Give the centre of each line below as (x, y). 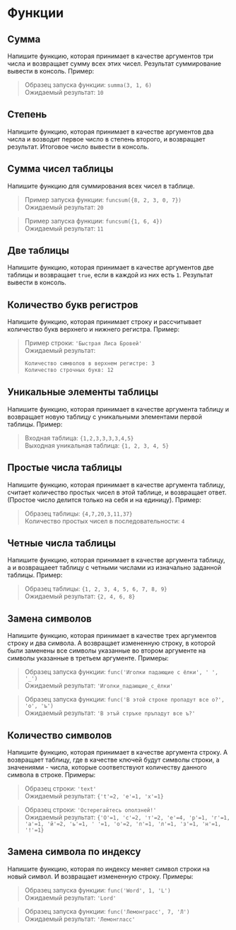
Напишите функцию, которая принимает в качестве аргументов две (111, 267)
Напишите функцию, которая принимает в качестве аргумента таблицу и (118, 409)
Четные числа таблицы (62, 544)
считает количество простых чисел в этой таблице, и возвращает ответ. (117, 492)
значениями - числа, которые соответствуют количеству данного (107, 767)
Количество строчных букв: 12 (69, 370)
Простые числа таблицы (65, 468)
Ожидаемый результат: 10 (64, 92)
